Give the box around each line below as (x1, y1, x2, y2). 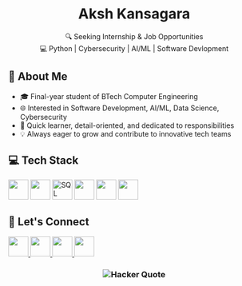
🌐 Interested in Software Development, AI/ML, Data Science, (19, 103, 220, 113)
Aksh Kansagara (78, 5, 190, 23)
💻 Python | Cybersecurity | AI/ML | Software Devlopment (39, 43, 229, 53)
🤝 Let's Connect (8, 215, 89, 228)
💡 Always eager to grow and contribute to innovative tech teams (19, 129, 232, 138)
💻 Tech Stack (8, 153, 79, 168)
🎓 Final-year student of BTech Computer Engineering (19, 91, 198, 101)
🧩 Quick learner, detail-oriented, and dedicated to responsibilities (19, 121, 235, 130)
